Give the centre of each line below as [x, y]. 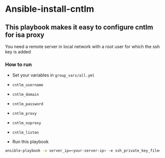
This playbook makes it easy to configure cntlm [79, 27]
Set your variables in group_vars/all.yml [53, 75]
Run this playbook [30, 142]
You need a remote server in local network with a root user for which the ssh [82, 47]
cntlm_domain [26, 95]
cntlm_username [28, 85]
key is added [18, 52]
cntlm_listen [26, 133]
